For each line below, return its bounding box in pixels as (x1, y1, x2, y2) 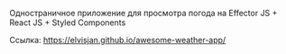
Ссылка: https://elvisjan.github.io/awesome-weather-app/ (9, 35, 226, 45)
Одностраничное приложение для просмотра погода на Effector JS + (9, 8, 278, 18)
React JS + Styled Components (9, 17, 126, 28)
